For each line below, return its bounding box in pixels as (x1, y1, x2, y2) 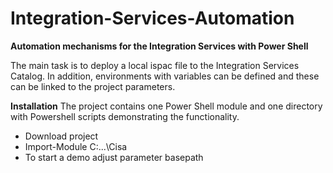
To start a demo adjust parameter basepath (24, 151, 204, 163)
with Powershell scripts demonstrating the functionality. (10, 110, 240, 122)
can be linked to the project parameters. (10, 80, 176, 92)
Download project (24, 130, 99, 142)
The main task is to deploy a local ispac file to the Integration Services (10, 59, 300, 71)
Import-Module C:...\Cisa (24, 140, 128, 152)
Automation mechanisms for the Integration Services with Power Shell (10, 40, 309, 52)
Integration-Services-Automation (10, 7, 295, 30)
